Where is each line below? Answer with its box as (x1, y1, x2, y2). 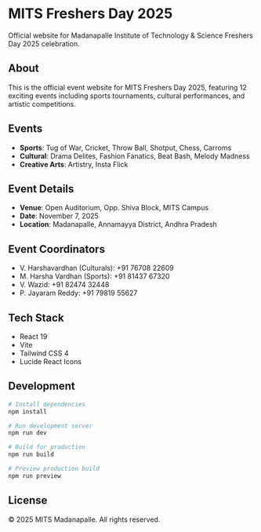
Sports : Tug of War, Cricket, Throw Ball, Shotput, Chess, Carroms (19, 143, 232, 152)
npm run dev (8, 429, 47, 437)
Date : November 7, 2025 (19, 211, 100, 220)
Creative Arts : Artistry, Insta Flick (19, 159, 129, 169)
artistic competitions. (8, 99, 77, 108)
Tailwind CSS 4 (19, 348, 69, 358)
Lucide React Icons (19, 357, 82, 366)
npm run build (8, 450, 55, 459)
